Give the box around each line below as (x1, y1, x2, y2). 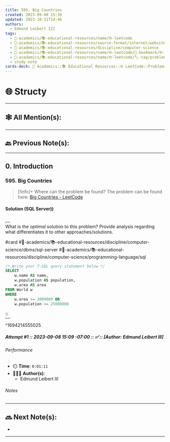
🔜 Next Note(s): (5, 413, 57, 421)
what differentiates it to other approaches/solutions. (5, 229, 114, 235)
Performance (5, 347, 33, 353)
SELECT (5, 268, 19, 274)
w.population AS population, (14, 278, 76, 283)
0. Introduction (5, 162, 53, 171)
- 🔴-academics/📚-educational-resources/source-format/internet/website (10, 41, 166, 46)
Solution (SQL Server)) (5, 206, 54, 212)
